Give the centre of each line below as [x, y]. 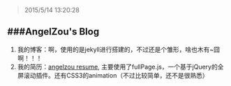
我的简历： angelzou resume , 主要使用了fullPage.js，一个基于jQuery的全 [120, 67]
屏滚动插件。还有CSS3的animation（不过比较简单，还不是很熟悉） [113, 75]
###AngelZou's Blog [53, 32]
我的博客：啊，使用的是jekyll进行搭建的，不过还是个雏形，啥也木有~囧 [119, 49]
